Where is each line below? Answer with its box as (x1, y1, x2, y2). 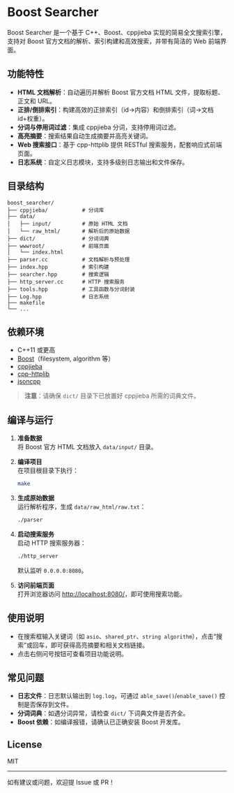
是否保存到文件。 (23, 700, 73, 709)
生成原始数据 (17, 494, 54, 502)
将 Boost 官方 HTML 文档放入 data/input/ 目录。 (17, 443, 158, 451)
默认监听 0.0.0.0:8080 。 (17, 566, 88, 574)
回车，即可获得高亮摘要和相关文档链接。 (32, 641, 148, 649)
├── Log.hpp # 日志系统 (7, 293, 109, 300)
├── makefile (7, 299, 45, 306)
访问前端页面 (17, 581, 54, 589)
